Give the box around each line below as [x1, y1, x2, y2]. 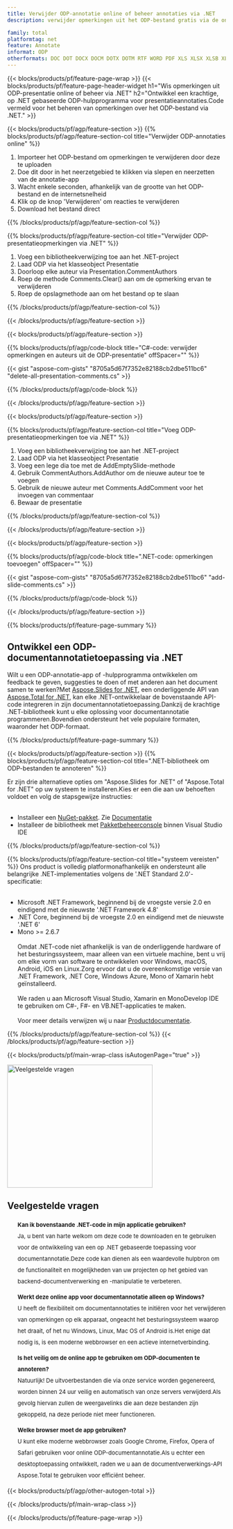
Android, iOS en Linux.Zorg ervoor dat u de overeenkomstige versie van [17, 965, 223, 973]
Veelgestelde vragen [7, 1200, 99, 1212]
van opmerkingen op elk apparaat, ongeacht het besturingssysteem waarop [17, 1315, 219, 1323]
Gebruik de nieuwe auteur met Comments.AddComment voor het [17, 483, 203, 491]
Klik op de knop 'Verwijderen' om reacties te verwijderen [17, 197, 180, 205]
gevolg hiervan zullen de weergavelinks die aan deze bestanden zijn [17, 1399, 199, 1407]
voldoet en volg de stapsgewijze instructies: [7, 792, 133, 800]
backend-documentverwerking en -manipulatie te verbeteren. [17, 1277, 182, 1285]
